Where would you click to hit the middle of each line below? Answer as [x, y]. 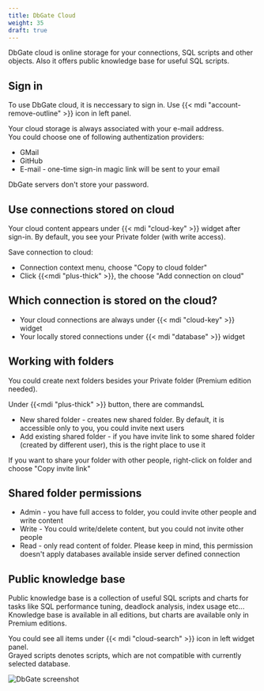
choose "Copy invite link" [49, 468]
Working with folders [61, 362]
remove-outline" [35, 113]
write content [41, 521]
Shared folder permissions [75, 494]
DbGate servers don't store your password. [79, 185]
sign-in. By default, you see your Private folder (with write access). [117, 237]
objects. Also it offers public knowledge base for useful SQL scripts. [119, 61]
